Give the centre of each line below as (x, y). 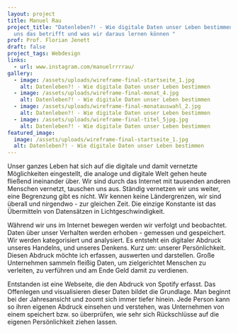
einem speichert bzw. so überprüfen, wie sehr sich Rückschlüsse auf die (113, 315)
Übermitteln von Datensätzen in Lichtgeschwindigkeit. (86, 212)
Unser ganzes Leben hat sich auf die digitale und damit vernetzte (103, 166)
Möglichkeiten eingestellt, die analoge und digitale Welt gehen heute (107, 174)
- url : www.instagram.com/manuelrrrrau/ (74, 67)
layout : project (31, 14)
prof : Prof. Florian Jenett (49, 40)
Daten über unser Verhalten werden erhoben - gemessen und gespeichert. (117, 233)
